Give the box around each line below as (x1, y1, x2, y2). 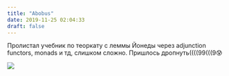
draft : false (7, 23, 45, 29)
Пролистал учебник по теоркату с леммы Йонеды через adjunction (7, 42, 206, 50)
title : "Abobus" (7, 10, 54, 17)
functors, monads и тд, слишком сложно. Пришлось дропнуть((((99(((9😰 (7, 49, 223, 57)
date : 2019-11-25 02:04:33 (7, 16, 85, 23)
